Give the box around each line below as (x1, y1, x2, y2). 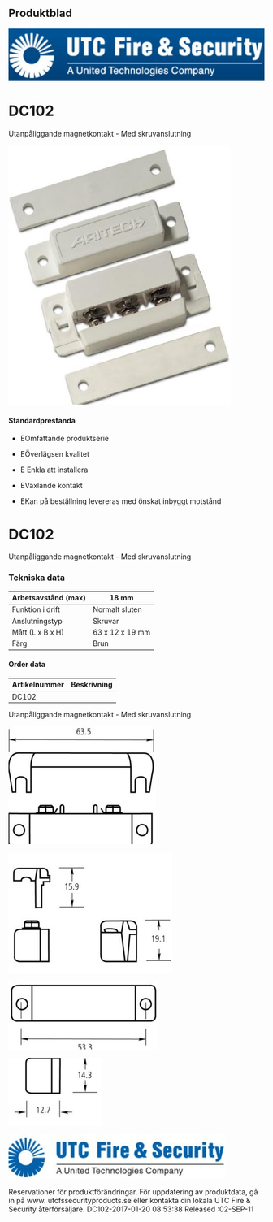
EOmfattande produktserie (19, 434, 110, 444)
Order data (8, 660, 46, 669)
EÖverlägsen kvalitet (19, 449, 90, 459)
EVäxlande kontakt (19, 481, 83, 491)
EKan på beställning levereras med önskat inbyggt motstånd (19, 496, 222, 506)
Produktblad (8, 6, 73, 20)
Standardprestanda (8, 415, 76, 425)
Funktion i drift (11, 604, 61, 614)
